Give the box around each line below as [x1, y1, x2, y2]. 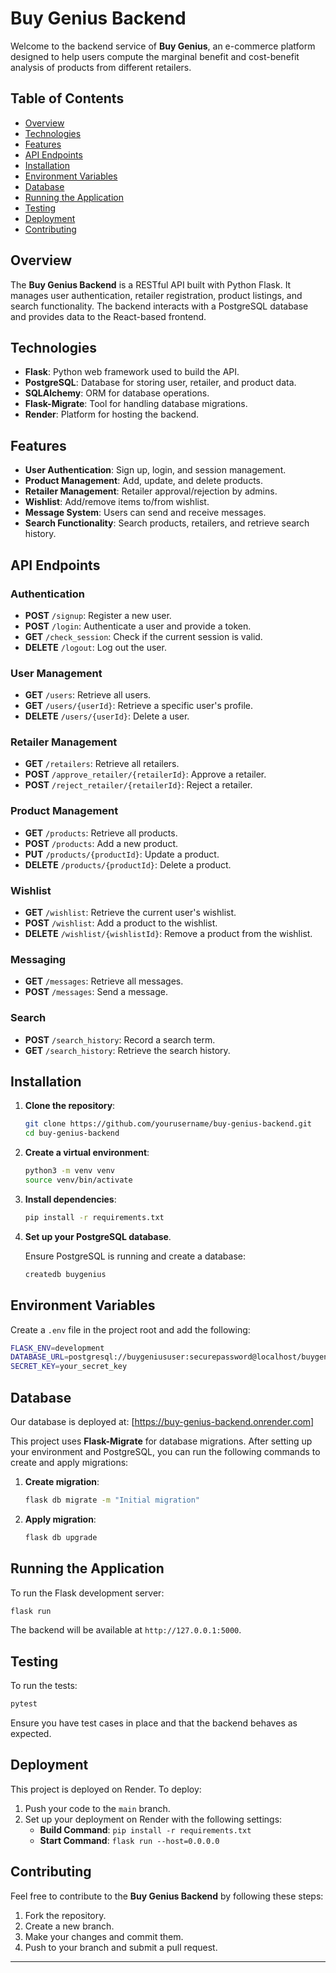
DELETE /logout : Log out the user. [24, 641, 167, 653]
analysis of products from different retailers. [10, 61, 192, 73]
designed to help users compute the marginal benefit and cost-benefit [10, 50, 300, 62]
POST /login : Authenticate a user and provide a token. [24, 620, 252, 632]
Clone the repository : [24, 1100, 116, 1112]
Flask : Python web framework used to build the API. [24, 366, 240, 378]
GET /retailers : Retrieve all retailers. [24, 758, 180, 770]
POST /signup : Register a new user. [24, 609, 172, 621]
